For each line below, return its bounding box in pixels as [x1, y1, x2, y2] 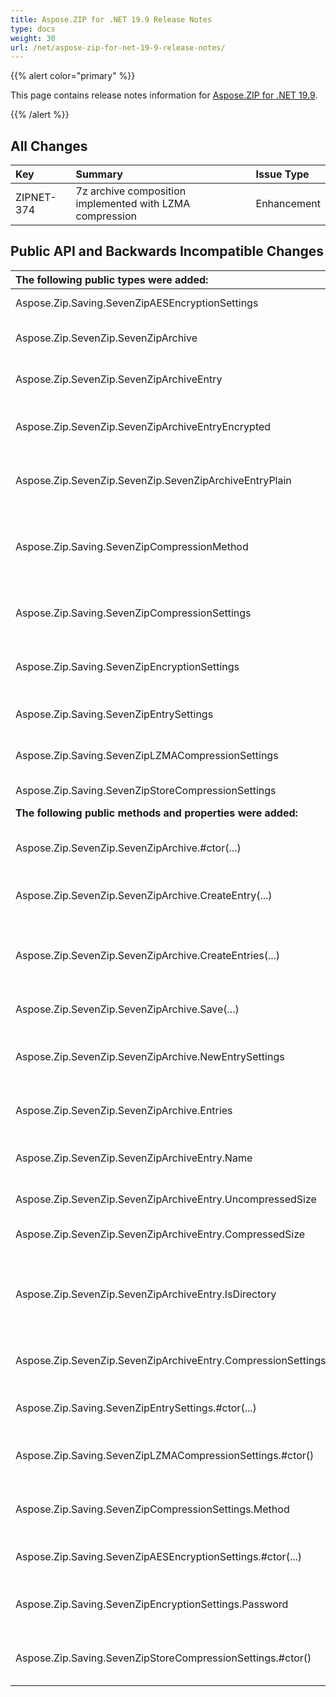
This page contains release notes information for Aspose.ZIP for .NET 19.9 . [10, 89, 318, 101]
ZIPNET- [15, 191, 57, 205]
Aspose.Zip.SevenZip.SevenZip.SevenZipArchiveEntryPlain [15, 473, 292, 487]
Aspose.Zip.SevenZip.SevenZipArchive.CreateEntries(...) [15, 948, 281, 962]
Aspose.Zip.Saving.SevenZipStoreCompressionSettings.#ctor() [15, 1651, 312, 1665]
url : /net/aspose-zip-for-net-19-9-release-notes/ [10, 42, 226, 53]
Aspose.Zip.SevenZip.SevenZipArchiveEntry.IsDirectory [15, 1287, 277, 1301]
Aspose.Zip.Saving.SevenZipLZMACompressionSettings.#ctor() [15, 1448, 315, 1462]
